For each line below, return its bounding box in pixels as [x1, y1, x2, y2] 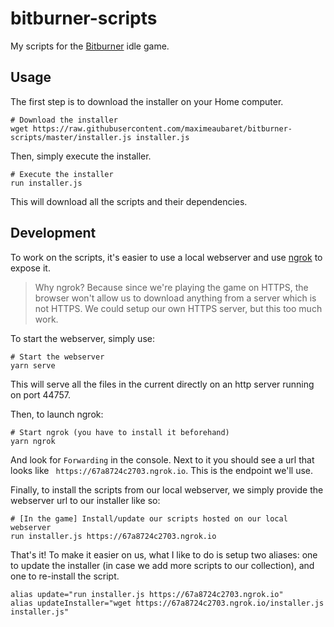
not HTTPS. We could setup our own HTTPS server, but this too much [34, 302, 323, 314]
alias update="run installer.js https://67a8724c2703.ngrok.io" [10, 589, 284, 599]
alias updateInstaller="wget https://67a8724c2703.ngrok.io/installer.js [10, 598, 325, 608]
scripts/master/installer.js [10, 132, 132, 142]
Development [10, 225, 97, 242]
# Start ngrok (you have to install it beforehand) [10, 427, 230, 437]
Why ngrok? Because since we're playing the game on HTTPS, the [34, 281, 309, 293]
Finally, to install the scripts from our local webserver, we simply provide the [10, 483, 324, 496]
